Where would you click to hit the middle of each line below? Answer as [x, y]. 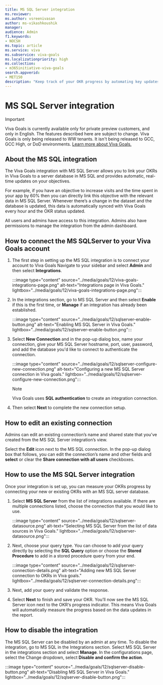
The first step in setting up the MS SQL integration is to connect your [81, 261]
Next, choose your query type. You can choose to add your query [78, 545]
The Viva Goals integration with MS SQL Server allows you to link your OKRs [81, 171]
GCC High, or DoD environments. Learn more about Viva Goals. [68, 144]
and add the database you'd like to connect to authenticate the [75, 349]
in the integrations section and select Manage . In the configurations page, [79, 652]
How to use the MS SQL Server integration [70, 475]
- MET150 [14, 77]
